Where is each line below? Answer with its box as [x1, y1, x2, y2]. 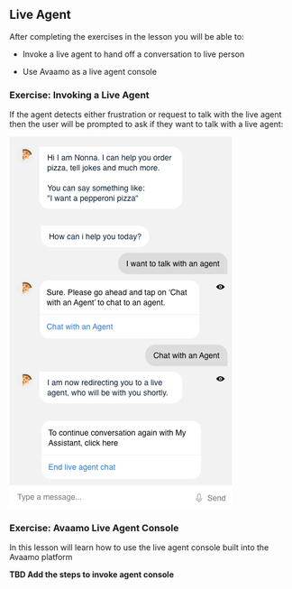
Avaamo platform [9, 552, 73, 563]
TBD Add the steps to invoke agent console [9, 569, 174, 580]
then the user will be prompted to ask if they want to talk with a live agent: [9, 119, 284, 130]
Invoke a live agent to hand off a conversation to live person [22, 49, 245, 60]
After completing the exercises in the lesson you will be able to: [9, 31, 245, 41]
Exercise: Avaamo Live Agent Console [9, 522, 179, 535]
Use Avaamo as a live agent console [22, 66, 158, 77]
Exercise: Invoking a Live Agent [9, 88, 151, 101]
